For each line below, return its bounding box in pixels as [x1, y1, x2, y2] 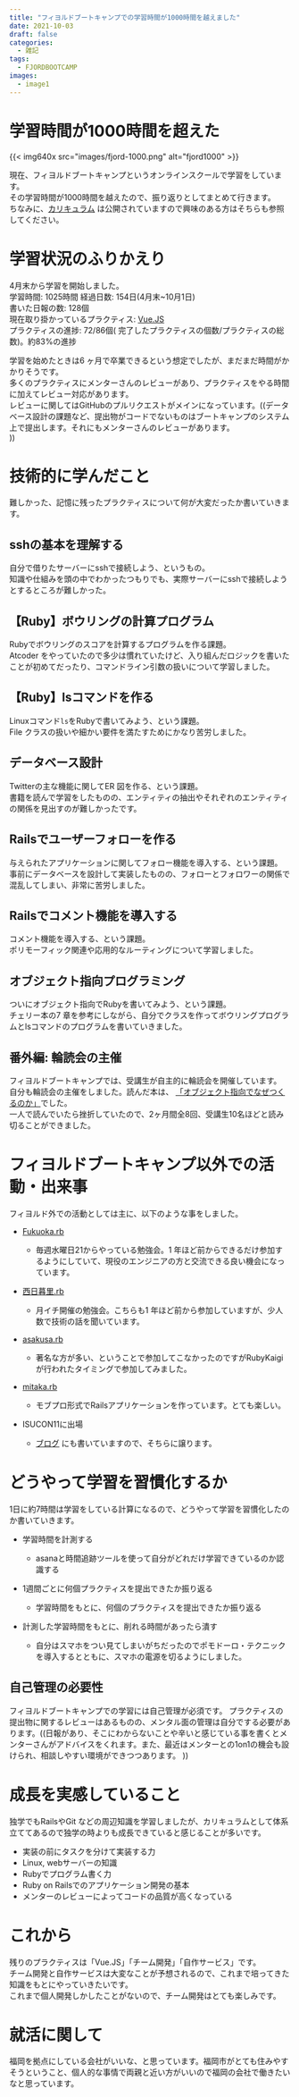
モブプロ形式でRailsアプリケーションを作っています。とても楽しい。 [35, 1400, 287, 1411]
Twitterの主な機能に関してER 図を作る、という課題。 [9, 780, 203, 791]
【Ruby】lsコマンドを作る [9, 690, 154, 705]
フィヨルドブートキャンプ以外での [9, 1155, 259, 1175]
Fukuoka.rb [21, 1225, 64, 1236]
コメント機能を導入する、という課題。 [9, 933, 150, 944]
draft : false [9, 29, 58, 38]
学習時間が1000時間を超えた [9, 121, 220, 141]
